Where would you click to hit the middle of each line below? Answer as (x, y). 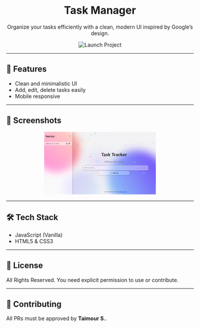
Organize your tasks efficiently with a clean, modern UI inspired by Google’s (100, 27)
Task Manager (100, 10)
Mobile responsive (37, 96)
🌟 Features (26, 69)
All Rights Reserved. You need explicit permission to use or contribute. (92, 280)
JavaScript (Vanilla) (39, 235)
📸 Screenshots (34, 121)
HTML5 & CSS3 (34, 241)
